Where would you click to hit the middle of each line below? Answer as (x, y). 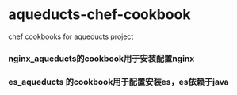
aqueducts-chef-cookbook (99, 15)
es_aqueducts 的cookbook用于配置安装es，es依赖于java (119, 82)
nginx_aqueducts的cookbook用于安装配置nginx (101, 59)
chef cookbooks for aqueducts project (71, 36)
